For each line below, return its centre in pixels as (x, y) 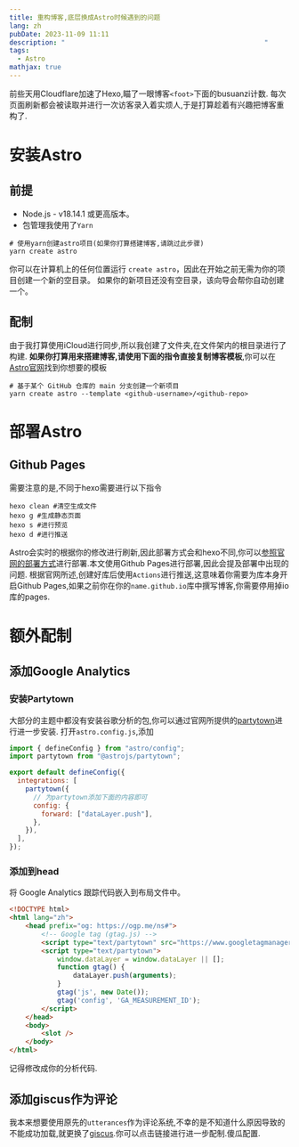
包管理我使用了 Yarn (57, 224)
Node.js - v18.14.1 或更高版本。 (78, 214)
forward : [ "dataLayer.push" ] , (97, 814)
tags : (19, 51)
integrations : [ (47, 781)
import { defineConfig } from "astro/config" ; (97, 748)
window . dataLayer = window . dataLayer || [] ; (141, 959)
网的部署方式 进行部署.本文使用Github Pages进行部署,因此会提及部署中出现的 (149, 563)
